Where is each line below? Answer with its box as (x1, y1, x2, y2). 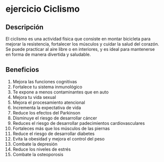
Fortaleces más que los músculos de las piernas (12, 125, 110, 131)
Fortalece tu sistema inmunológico (12, 84, 83, 90)
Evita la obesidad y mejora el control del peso (12, 136, 105, 141)
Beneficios (5, 66, 39, 74)
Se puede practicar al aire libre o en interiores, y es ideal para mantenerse (5, 46, 155, 52)
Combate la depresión (12, 141, 58, 147)
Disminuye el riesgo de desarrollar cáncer (12, 115, 97, 121)
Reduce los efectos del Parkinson (12, 110, 80, 116)
